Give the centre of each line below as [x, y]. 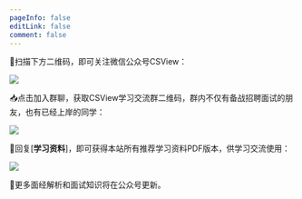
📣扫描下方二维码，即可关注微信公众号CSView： [98, 62]
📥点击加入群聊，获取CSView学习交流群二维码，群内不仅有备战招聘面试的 [147, 98]
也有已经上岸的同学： [65, 112]
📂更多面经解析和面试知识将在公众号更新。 [88, 185]
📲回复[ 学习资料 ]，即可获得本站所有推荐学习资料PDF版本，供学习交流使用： [150, 149]
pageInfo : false [40, 18]
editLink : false [40, 26]
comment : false [38, 35]
